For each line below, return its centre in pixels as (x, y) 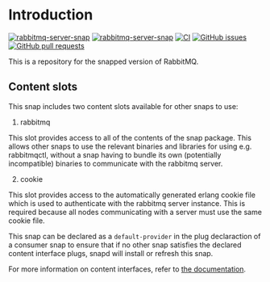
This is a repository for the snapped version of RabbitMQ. (104, 61)
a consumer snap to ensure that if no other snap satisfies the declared (125, 245)
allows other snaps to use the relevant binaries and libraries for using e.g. (130, 146)
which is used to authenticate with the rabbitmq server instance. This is (127, 203)
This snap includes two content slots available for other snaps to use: (123, 106)
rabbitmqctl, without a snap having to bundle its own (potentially (115, 154)
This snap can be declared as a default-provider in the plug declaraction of (135, 236)
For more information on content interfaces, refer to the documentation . (127, 269)
